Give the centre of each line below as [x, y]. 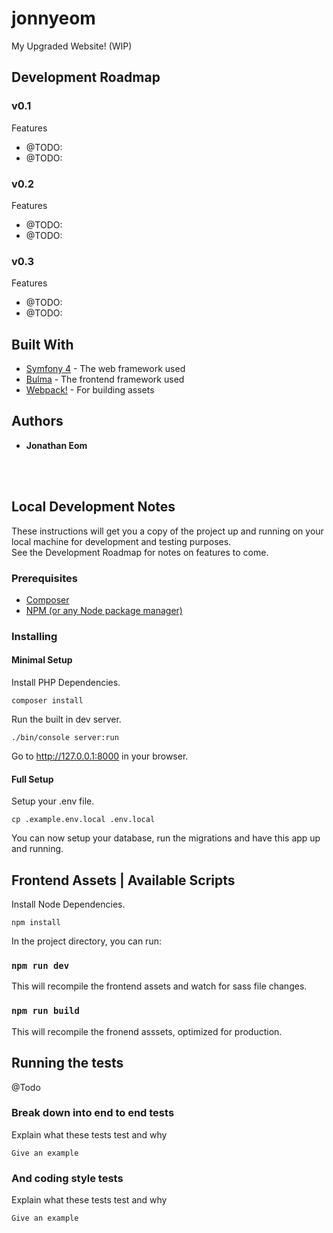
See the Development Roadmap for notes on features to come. [140, 552]
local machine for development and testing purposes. [121, 541]
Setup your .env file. [53, 801]
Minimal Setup [42, 660]
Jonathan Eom [56, 445]
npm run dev [40, 966]
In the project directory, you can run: [86, 941]
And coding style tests [67, 1178]
